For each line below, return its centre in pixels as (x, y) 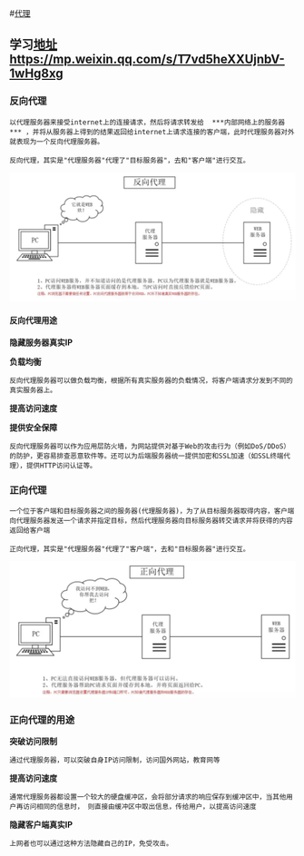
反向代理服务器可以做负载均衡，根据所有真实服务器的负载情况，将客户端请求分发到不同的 (151, 380)
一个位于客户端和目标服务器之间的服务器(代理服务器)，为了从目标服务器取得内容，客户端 (152, 511)
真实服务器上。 (33, 390)
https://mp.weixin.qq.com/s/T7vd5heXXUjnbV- (147, 59)
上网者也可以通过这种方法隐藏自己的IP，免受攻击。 (91, 844)
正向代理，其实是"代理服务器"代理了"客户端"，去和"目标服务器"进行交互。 (130, 549)
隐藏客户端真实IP (41, 825)
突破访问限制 (33, 742)
